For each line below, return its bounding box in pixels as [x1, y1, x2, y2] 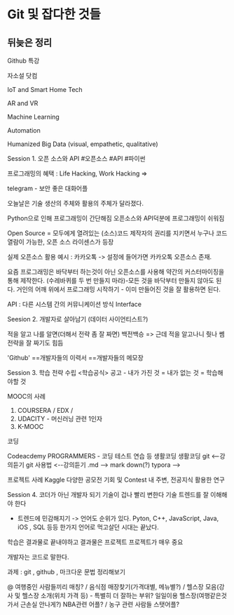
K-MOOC [17, 423, 44, 430]
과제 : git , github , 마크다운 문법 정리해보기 [7, 568, 126, 576]
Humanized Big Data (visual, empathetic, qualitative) [7, 140, 159, 148]
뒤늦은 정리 [7, 37, 53, 48]
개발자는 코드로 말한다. [7, 553, 69, 561]
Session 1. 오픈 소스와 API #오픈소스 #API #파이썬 [7, 154, 146, 162]
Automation [7, 126, 41, 134]
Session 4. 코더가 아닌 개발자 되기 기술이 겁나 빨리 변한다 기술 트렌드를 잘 [7, 491, 209, 498]
